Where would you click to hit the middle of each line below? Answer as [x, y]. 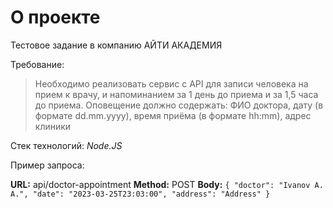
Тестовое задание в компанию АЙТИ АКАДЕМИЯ [116, 45]
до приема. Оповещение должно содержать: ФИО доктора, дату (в [179, 105]
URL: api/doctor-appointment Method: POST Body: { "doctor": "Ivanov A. [167, 184]
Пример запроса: [47, 165]
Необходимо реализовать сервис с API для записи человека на [171, 83]
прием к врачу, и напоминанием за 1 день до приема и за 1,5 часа [176, 94]
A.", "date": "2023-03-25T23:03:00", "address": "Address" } [140, 194]
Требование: [37, 64]
